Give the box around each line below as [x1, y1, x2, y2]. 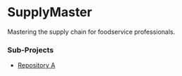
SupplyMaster [7, 4, 92, 20]
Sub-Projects [7, 45, 54, 55]
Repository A [17, 61, 56, 70]
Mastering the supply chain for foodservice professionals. [7, 27, 176, 36]
